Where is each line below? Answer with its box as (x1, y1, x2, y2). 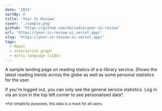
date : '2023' (5, 7, 32, 12)
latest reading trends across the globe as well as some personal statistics (5, 72, 155, 78)
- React (9, 44, 26, 49)
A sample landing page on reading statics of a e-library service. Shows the (5, 67, 157, 73)
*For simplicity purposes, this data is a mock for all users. (5, 102, 103, 107)
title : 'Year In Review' (5, 16, 56, 21)
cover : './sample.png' (5, 21, 52, 26)
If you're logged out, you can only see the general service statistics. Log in (5, 87, 157, 93)
